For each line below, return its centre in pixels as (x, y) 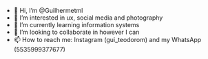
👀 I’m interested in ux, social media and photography (88, 18)
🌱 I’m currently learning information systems (76, 25)
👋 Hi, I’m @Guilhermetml (48, 11)
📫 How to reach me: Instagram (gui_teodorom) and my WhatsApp (107, 40)
